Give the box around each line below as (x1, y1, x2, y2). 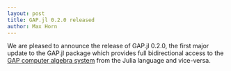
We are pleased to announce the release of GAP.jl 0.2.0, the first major (7, 42, 209, 50)
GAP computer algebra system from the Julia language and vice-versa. (7, 57, 211, 65)
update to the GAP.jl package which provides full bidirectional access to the (7, 49, 224, 57)
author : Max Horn (7, 23, 58, 30)
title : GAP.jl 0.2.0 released (7, 17, 95, 23)
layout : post (7, 10, 45, 17)
